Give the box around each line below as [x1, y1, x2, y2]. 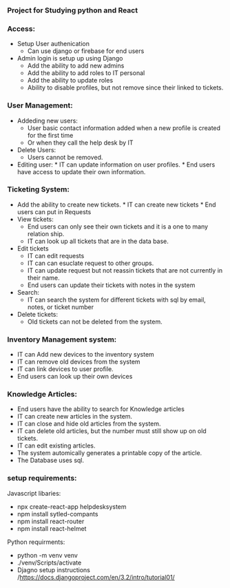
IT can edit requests [27, 251, 85, 260]
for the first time [27, 131, 74, 139]
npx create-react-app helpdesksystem [17, 502, 127, 511]
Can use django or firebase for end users [27, 47, 145, 55]
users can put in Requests [17, 207, 92, 216]
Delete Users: [17, 145, 56, 154]
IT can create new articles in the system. [17, 412, 133, 421]
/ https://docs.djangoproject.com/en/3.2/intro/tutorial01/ [17, 573, 176, 581]
